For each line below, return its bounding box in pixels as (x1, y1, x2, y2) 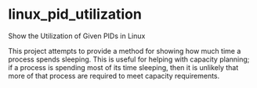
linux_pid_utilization (8, 5, 143, 23)
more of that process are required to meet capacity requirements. (8, 71, 220, 80)
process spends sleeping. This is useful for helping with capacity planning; (8, 55, 250, 64)
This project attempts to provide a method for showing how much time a (8, 46, 241, 55)
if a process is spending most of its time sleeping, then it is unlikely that (8, 62, 239, 72)
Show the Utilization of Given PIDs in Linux (8, 31, 146, 40)
